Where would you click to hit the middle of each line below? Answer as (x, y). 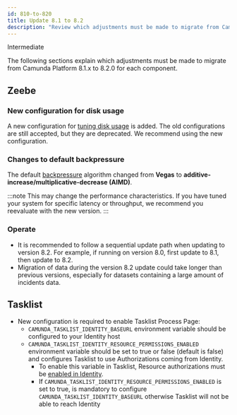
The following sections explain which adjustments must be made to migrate (117, 61)
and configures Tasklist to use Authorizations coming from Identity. (126, 359)
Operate (22, 229)
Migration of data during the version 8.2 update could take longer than (120, 267)
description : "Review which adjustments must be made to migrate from (113, 27)
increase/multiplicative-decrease (57, 182)
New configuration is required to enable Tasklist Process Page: (109, 322)
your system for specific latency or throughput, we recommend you (105, 204)
